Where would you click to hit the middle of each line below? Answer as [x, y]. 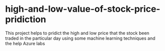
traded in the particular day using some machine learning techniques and [80, 38]
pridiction [26, 19]
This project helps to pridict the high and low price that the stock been [77, 33]
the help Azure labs [25, 43]
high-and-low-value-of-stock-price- [83, 9]
